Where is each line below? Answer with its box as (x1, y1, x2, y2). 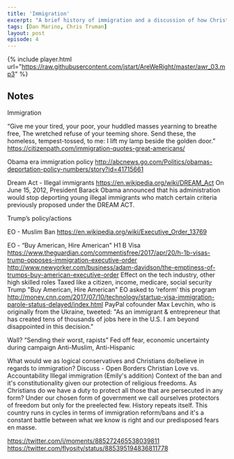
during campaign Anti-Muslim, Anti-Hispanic (7, 343, 135, 351)
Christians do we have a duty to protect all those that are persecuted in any (7, 386, 224, 394)
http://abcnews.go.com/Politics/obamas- (95, 157, 213, 166)
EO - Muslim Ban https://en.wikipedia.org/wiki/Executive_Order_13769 (7, 227, 208, 236)
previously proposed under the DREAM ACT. (7, 200, 135, 209)
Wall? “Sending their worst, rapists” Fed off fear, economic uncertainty (7, 335, 210, 344)
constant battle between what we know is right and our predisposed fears (7, 415, 219, 424)
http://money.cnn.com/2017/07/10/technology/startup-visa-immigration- (7, 293, 214, 301)
